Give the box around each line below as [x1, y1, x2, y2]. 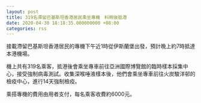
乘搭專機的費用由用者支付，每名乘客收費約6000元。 [6, 90, 136, 98]
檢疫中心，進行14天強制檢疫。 [6, 78, 80, 85]
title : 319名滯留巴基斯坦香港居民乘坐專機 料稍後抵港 [6, 14, 127, 20]
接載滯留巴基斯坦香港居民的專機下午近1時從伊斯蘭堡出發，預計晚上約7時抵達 [6, 43, 196, 50]
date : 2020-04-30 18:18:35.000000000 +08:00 [6, 20, 119, 26]
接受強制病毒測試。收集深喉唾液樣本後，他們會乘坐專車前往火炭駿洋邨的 [16, 70, 196, 78]
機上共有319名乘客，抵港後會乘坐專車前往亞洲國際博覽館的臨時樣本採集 [6, 63, 184, 70]
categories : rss [6, 25, 47, 32]
